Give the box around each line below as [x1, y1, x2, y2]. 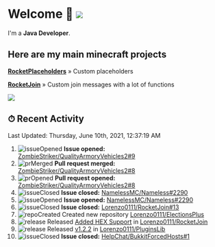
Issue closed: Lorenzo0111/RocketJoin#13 [61, 202, 179, 211]
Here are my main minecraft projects [8, 49, 167, 60]
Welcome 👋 [8, 6, 74, 22]
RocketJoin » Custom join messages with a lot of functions [8, 80, 175, 89]
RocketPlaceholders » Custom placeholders [8, 67, 134, 75]
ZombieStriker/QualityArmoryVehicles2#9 [17, 152, 136, 160]
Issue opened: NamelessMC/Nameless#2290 [63, 196, 194, 204]
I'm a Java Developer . [8, 29, 71, 37]
